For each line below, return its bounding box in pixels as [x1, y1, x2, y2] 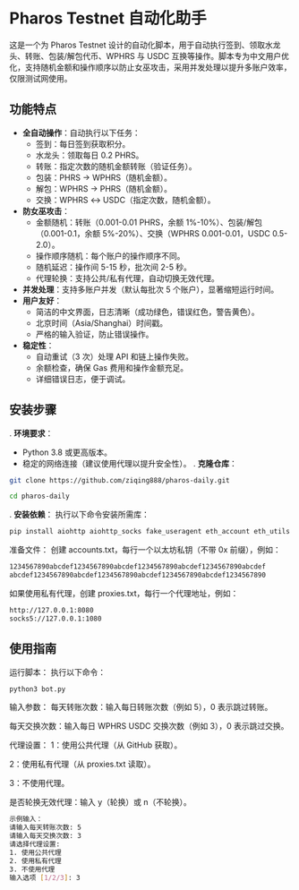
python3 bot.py [9, 684, 66, 694]
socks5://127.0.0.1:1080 [9, 614, 102, 623]
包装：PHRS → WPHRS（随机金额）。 [35, 172, 173, 183]
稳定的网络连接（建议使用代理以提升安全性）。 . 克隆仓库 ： [21, 458, 237, 468]
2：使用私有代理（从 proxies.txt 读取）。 [9, 758, 156, 770]
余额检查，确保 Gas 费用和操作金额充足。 [35, 362, 189, 372]
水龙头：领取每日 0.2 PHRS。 [35, 150, 144, 160]
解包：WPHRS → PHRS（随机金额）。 [35, 183, 173, 193]
